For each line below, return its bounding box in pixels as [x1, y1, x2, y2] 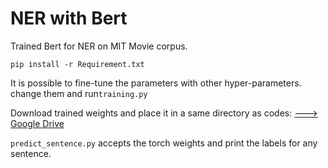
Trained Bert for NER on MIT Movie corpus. [10, 40, 188, 52]
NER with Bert [10, 7, 128, 30]
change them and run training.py [10, 87, 148, 99]
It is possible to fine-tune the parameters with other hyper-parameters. [10, 77, 302, 89]
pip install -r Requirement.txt [10, 59, 145, 69]
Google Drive [10, 117, 65, 129]
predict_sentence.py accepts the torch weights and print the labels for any [10, 137, 318, 149]
